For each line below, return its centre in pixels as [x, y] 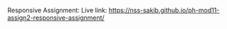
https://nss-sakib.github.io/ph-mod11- [164, 10]
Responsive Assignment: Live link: [57, 10]
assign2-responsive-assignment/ [56, 18]
